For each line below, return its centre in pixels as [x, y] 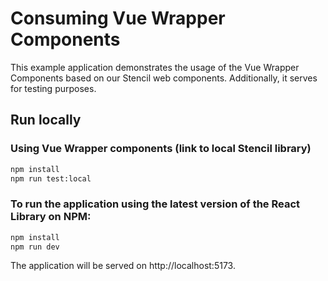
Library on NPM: [51, 217]
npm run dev [35, 247]
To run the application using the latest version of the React [155, 204]
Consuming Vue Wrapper [118, 18]
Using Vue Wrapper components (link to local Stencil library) [161, 149]
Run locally [46, 120]
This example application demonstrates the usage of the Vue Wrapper [155, 67]
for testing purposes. [53, 88]
